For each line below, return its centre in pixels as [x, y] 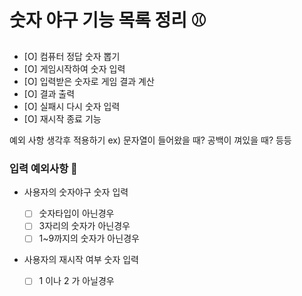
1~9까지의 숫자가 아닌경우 [89, 238]
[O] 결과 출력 [49, 93]
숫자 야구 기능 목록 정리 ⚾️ [108, 20]
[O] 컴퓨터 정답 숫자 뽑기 [72, 56]
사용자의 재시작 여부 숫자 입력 [81, 260]
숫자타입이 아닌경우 [76, 213]
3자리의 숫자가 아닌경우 [84, 226]
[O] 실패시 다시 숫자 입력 [72, 106]
